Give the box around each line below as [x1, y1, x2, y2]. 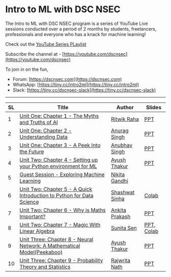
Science [19, 198, 39, 205]
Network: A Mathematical [19, 242, 80, 249]
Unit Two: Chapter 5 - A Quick [19, 185, 93, 192]
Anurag [111, 127, 129, 134]
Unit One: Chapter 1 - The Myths [19, 112, 99, 119]
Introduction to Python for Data [19, 192, 94, 199]
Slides [146, 103, 162, 110]
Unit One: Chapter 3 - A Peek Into [19, 142, 101, 149]
